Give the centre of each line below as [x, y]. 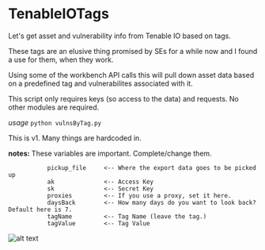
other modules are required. [54, 107]
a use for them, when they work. [61, 60]
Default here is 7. [40, 210]
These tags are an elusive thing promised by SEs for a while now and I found [133, 51]
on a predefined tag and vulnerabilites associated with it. [100, 83]
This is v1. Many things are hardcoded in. [75, 138]
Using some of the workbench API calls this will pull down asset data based [131, 75]
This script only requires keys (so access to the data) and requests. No [123, 98]
